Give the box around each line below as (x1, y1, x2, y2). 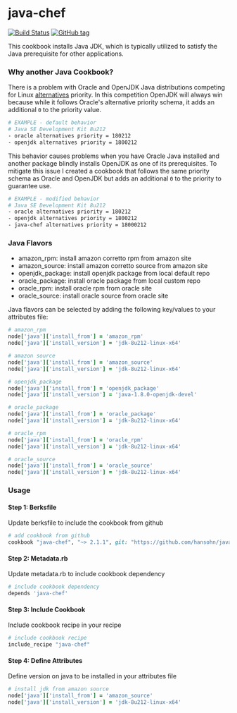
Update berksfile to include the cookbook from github (8, 518, 164, 527)
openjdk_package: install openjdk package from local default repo (18, 269, 210, 278)
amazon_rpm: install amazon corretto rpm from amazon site (18, 254, 192, 262)
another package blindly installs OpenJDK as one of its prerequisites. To (8, 159, 217, 167)
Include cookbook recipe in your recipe (8, 621, 122, 629)
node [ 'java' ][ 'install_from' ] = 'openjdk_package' (8, 384, 160, 392)
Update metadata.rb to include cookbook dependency (8, 570, 165, 578)
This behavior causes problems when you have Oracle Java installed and (8, 152, 220, 160)
